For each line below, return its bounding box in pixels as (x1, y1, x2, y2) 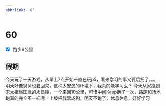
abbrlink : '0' (5, 7, 35, 13)
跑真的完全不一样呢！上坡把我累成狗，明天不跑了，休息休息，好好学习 (5, 95, 150, 101)
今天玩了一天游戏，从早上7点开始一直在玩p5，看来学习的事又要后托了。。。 (5, 76, 158, 83)
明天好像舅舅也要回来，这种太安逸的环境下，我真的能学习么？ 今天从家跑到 (5, 83, 160, 89)
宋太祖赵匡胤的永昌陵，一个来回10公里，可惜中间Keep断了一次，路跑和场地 (5, 89, 161, 95)
